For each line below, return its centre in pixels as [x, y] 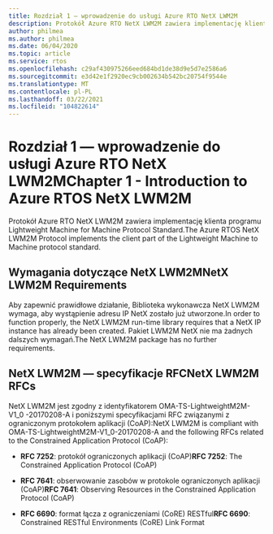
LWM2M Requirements [68, 285]
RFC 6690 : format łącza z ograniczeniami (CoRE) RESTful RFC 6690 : [135, 514]
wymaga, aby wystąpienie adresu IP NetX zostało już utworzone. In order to [134, 313]
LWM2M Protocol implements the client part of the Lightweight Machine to [133, 239]
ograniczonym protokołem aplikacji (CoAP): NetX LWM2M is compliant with [133, 423]
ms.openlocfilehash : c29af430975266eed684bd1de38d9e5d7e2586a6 [118, 69]
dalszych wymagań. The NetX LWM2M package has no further [113, 339]
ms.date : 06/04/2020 [43, 46]
